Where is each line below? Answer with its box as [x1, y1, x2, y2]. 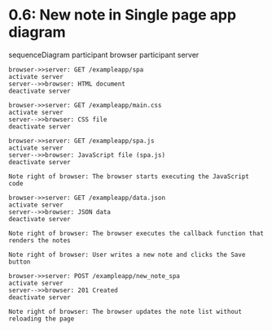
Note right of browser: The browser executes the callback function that [8, 229, 265, 237]
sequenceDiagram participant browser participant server [8, 50, 200, 59]
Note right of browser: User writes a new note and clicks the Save [8, 250, 246, 259]
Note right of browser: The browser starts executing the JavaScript [8, 172, 250, 181]
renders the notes [8, 236, 71, 245]
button [8, 258, 31, 266]
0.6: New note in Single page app [8, 6, 237, 24]
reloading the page [8, 315, 75, 323]
